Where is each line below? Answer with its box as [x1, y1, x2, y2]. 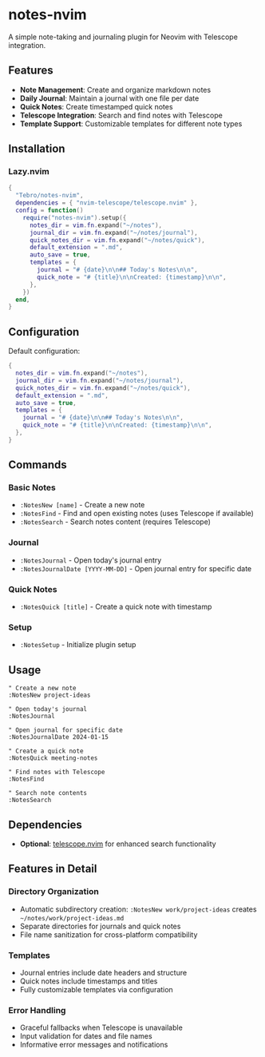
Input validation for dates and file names [19, 1031, 153, 1041]
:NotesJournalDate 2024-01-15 [8, 733, 109, 741]
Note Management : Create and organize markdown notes [19, 85, 212, 94]
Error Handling [8, 1004, 66, 1015]
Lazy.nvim [8, 166, 49, 177]
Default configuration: [8, 346, 81, 356]
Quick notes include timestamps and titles [19, 976, 158, 986]
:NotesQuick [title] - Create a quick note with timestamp [19, 602, 212, 612]
